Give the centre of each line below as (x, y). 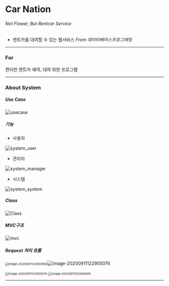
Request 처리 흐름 (23, 251)
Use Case (16, 100)
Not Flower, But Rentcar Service (38, 23)
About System (23, 88)
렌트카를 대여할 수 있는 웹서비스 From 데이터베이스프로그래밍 (72, 40)
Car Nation (28, 9)
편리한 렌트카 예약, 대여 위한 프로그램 (41, 69)
